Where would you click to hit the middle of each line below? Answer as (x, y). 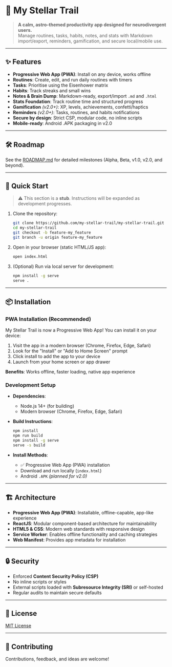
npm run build (28, 436)
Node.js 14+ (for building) (47, 406)
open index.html (30, 256)
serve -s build (29, 445)
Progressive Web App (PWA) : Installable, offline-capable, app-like (83, 512)
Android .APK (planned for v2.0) (54, 476)
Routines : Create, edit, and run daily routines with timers (72, 79)
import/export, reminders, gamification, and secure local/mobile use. (90, 41)
